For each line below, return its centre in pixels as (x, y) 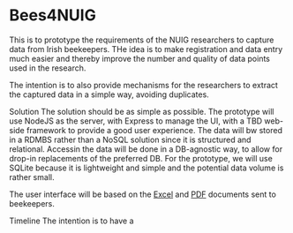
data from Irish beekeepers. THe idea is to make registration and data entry (146, 49)
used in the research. (48, 68)
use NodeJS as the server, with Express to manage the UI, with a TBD (136, 121)
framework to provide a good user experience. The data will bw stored (154, 130)
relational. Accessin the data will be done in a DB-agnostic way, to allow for (146, 149)
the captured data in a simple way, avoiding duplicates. (109, 94)
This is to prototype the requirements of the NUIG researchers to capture (142, 40)
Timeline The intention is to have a (71, 221)
